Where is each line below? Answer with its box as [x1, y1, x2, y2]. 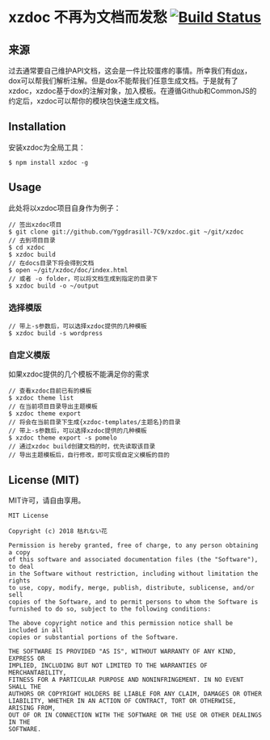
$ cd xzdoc [8, 243, 45, 251]
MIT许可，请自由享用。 [8, 495, 86, 506]
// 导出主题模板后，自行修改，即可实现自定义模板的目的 [8, 451, 170, 460]
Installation [8, 120, 66, 134]
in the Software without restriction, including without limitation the [8, 570, 259, 578]
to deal [8, 563, 35, 571]
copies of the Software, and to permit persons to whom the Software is [8, 598, 259, 607]
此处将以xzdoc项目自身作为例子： [8, 203, 121, 212]
